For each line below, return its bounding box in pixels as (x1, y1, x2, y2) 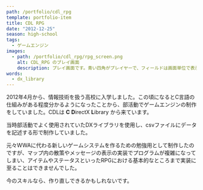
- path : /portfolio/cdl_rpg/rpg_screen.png (11, 54, 123, 60)
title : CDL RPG (6, 20, 45, 26)
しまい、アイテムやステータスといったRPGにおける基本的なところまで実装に (6, 157, 196, 164)
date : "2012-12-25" (6, 25, 56, 32)
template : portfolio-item (6, 14, 71, 21)
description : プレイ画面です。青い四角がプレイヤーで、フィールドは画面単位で (17, 65, 191, 71)
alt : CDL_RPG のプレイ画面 (17, 59, 80, 65)
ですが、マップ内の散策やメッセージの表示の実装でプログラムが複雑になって (6, 149, 196, 157)
